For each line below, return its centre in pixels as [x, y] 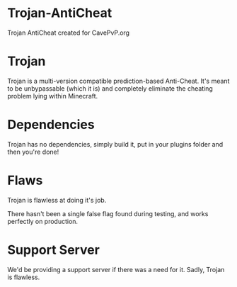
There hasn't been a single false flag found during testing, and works [108, 213]
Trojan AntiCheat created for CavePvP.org [68, 33]
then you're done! [33, 152]
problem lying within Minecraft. [53, 96]
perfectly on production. [43, 221]
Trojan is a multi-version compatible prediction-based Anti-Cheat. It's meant [118, 81]
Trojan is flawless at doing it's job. [57, 200]
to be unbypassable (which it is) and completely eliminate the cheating [110, 88]
